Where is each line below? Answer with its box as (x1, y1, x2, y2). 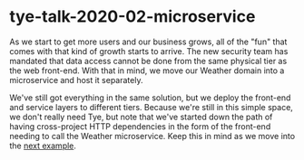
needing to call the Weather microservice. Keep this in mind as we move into (9, 130, 296, 141)
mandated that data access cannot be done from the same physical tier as (9, 55, 288, 66)
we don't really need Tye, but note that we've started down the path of (9, 111, 273, 122)
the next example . (9, 140, 77, 151)
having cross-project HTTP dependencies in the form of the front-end (9, 120, 271, 132)
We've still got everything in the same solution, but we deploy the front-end (9, 92, 291, 103)
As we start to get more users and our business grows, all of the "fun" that (9, 36, 288, 47)
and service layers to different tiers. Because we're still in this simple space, (9, 101, 293, 112)
